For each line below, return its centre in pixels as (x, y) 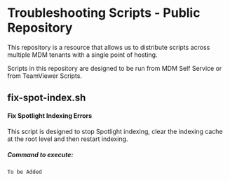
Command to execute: (40, 155)
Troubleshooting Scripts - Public (104, 13)
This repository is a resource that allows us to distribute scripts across (109, 47)
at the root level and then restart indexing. (68, 139)
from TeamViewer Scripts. (45, 76)
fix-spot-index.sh (47, 98)
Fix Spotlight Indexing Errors (50, 115)
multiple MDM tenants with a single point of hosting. (82, 55)
